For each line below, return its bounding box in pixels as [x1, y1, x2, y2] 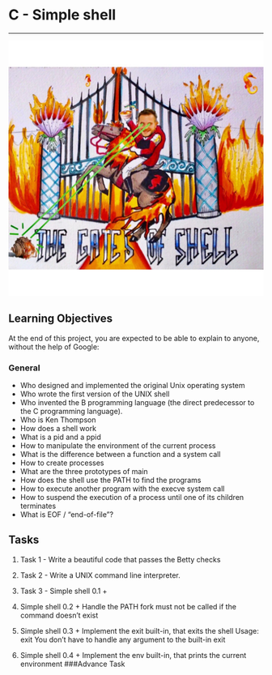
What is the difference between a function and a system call [19, 450, 221, 459]
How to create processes [19, 458, 104, 468]
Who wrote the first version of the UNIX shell [19, 389, 170, 399]
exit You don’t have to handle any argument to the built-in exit [19, 634, 226, 644]
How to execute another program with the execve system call [19, 484, 225, 493]
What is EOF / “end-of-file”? [19, 510, 114, 519]
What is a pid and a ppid [19, 432, 101, 442]
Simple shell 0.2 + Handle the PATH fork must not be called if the [19, 601, 237, 611]
